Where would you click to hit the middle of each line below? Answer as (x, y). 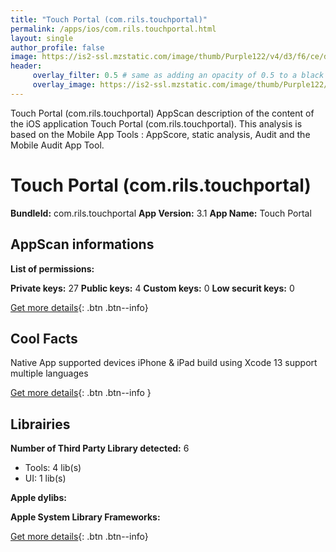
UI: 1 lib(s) (45, 478)
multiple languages (49, 373)
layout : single (42, 38)
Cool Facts (44, 338)
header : (26, 66)
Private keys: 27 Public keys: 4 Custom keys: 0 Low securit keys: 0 (152, 288)
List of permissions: (52, 268)
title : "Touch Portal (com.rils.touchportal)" (109, 19)
